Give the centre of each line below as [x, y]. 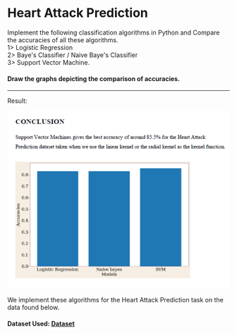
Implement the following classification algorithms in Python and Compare [114, 32]
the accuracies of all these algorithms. [63, 39]
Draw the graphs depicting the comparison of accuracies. [94, 78]
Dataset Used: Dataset [41, 323]
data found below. [34, 307]
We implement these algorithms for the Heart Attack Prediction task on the [115, 300]
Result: [17, 101]
